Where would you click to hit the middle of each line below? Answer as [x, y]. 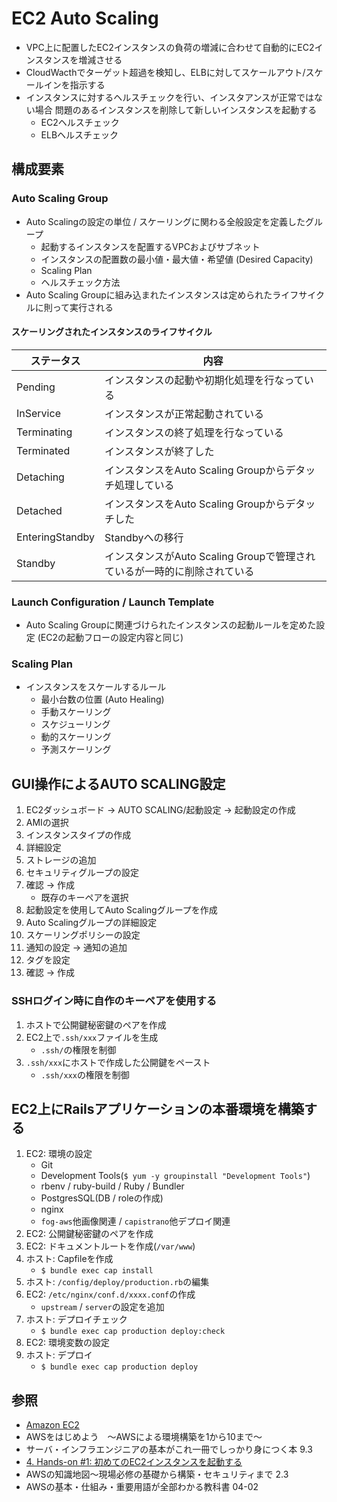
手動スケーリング [76, 712]
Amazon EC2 [52, 1425]
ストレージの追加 [61, 860]
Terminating [44, 432]
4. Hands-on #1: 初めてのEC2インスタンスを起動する [134, 1462]
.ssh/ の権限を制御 [78, 1049]
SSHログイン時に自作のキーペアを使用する [114, 1001]
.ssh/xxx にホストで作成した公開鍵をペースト [118, 1062]
